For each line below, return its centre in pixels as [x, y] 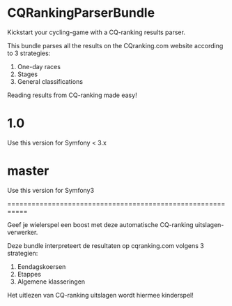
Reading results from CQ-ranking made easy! [72, 95]
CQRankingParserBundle [81, 13]
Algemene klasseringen [51, 282]
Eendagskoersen [41, 266]
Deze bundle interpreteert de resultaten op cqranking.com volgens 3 [106, 245]
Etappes [29, 274]
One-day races [39, 66]
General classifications [50, 81]
